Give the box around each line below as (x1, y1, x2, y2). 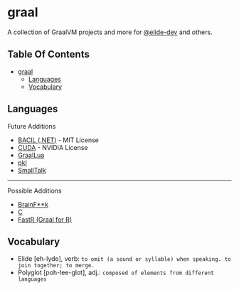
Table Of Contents (7, 48, 90, 60)
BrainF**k (17, 200, 48, 208)
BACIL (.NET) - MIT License (17, 136, 100, 144)
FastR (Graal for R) (17, 215, 73, 224)
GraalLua (17, 151, 45, 159)
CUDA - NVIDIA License (17, 143, 88, 151)
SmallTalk (17, 166, 46, 174)
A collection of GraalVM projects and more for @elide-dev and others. (7, 28, 213, 36)
